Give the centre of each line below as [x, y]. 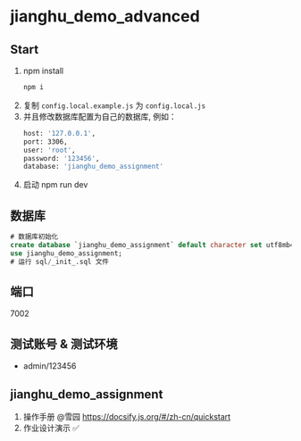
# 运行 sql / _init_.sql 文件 [60, 262]
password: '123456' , [61, 158]
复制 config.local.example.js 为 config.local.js [114, 105]
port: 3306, [45, 141]
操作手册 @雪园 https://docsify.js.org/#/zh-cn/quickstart [127, 416]
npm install [43, 71]
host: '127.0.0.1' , [59, 133]
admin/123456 [50, 366]
